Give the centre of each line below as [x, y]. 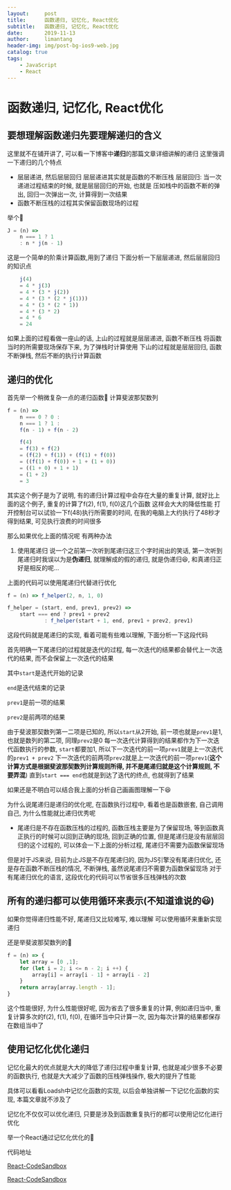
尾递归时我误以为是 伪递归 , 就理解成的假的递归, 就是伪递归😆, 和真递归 [117, 559]
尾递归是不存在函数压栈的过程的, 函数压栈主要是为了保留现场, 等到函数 [118, 828]
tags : [15, 59]
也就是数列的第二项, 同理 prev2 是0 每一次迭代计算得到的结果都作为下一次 [110, 740]
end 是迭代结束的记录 [36, 688]
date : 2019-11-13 [41, 33]
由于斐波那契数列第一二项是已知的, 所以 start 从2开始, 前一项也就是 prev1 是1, [115, 732]
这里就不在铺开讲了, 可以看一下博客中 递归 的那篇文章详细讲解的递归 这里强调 [116, 154]
